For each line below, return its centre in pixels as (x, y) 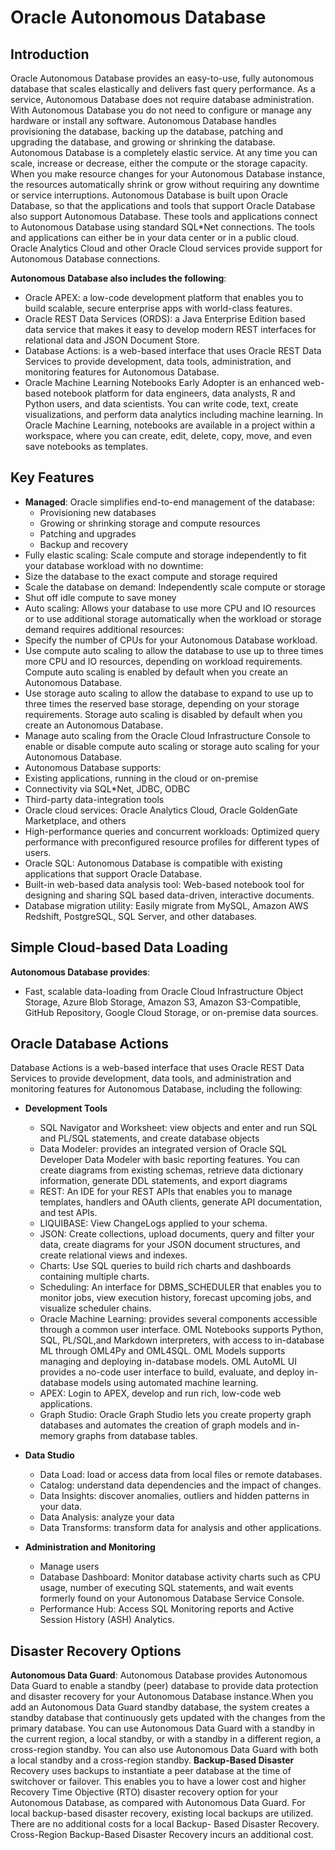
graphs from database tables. (137, 1436)
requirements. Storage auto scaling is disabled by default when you (163, 714)
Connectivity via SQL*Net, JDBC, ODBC (107, 788)
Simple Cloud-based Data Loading (119, 947)
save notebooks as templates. (86, 446)
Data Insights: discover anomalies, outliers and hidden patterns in (174, 1496)
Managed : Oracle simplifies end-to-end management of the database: (170, 502)
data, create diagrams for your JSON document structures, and (170, 1245)
